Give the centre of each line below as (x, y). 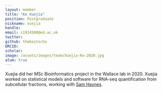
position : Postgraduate (29, 19)
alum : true (16, 60)
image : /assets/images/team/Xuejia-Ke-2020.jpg (55, 55)
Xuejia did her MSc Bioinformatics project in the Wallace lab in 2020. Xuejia (81, 74)
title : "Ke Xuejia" (25, 14)
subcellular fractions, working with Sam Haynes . (54, 85)
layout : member (21, 10)
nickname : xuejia (23, 23)
